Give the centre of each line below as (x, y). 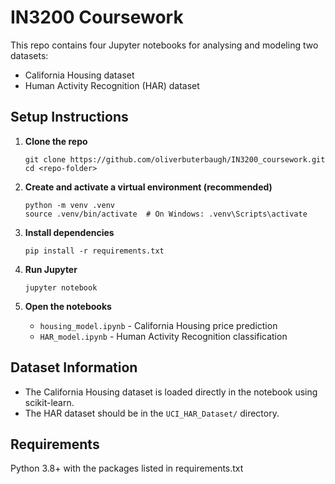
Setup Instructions (69, 117)
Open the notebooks (68, 306)
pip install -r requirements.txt (94, 251)
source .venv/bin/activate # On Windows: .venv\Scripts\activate (166, 214)
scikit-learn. (49, 402)
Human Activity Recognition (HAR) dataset (112, 85)
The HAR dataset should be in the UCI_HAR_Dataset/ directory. (152, 413)
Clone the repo (56, 141)
